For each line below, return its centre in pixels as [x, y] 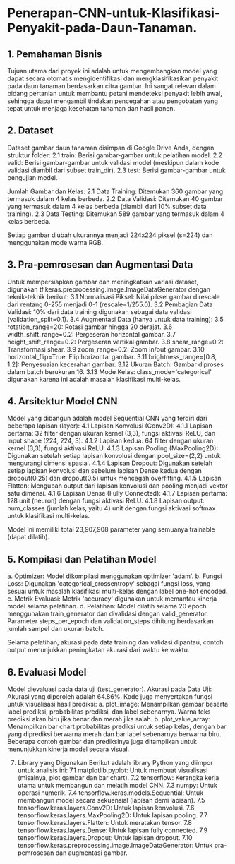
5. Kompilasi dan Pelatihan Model [82, 559]
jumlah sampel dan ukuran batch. [56, 629]
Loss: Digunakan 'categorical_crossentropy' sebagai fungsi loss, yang [109, 584]
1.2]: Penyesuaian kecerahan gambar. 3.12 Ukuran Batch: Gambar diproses [116, 364]
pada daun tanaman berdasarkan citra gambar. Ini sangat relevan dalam [112, 86]
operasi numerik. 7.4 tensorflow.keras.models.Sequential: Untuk [110, 793]
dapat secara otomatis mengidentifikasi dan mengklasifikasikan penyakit [113, 78]
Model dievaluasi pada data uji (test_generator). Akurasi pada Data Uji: [110, 689]
